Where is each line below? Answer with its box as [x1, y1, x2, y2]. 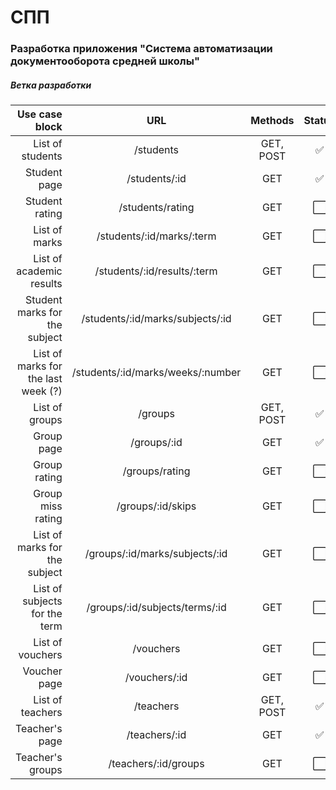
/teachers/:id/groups [108, 757, 205, 771]
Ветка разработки [10, 79, 92, 91]
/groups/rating [122, 464, 191, 478]
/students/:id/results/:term [94, 264, 218, 278]
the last [27, 372, 63, 386]
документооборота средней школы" [10, 54, 200, 68]
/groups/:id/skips [116, 499, 197, 513]
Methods [250, 114, 295, 128]
